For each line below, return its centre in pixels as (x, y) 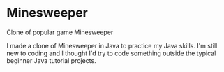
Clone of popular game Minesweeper (60, 32)
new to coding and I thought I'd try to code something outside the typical (111, 53)
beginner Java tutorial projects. (51, 60)
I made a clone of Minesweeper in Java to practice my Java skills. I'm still (112, 45)
